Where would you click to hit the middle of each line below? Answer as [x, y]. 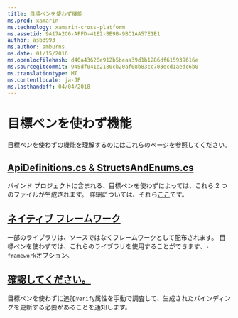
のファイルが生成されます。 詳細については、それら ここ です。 [98, 194]
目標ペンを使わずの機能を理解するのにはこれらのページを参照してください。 [119, 145]
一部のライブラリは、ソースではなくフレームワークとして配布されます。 [113, 237]
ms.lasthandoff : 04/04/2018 [49, 87]
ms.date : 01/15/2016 [38, 54]
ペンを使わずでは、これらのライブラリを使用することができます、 [109, 246]
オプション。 [54, 255]
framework [22, 256]
